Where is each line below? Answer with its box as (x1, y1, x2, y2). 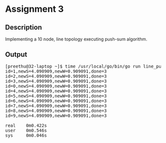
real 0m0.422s (5, 122, 47, 128)
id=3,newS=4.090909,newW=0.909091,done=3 (5, 78, 107, 84)
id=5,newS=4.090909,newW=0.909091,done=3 (5, 93, 107, 99)
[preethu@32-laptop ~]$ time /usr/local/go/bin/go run (5, 63, 141, 69)
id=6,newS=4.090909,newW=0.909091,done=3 (5, 98, 107, 104)
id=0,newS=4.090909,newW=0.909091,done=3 (5, 83, 107, 89)
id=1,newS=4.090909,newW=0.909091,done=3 (5, 68, 107, 74)
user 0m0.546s (5, 127, 47, 133)
